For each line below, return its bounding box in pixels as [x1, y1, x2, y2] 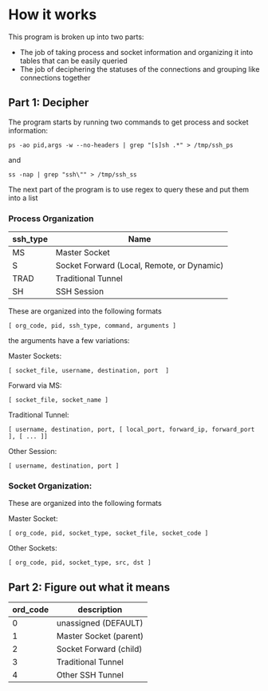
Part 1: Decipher [8, 96, 89, 109]
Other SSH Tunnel [56, 669, 124, 681]
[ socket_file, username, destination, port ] [8, 367, 170, 375]
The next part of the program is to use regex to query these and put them [8, 184, 250, 194]
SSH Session [55, 286, 104, 297]
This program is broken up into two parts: [8, 32, 144, 41]
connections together [19, 73, 91, 82]
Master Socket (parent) [56, 630, 144, 642]
